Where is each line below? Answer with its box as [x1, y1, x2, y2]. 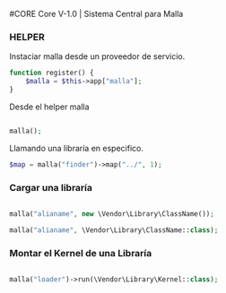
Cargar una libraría [9, 181, 92, 194]
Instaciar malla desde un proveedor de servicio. [9, 51, 186, 62]
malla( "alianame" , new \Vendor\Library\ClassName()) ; [9, 209, 215, 219]
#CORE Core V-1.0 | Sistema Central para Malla [9, 9, 184, 19]
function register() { [9, 68, 94, 78]
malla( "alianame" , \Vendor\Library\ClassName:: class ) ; [9, 225, 219, 235]
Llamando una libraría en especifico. [9, 142, 143, 153]
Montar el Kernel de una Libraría [9, 246, 152, 259]
